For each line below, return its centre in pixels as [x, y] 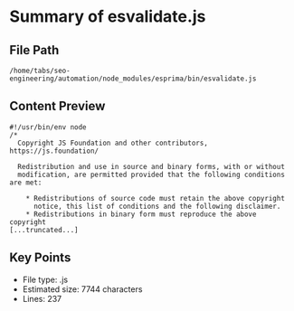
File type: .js [45, 279]
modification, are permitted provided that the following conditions [151, 174]
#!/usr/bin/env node [48, 127]
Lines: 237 [42, 298]
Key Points [40, 258]
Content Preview [57, 106]
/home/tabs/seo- [40, 71]
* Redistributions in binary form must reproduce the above [141, 214]
